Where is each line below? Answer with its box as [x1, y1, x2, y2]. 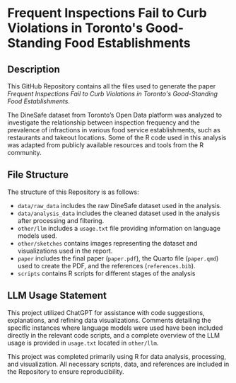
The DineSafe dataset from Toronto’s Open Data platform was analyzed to [7, 111, 223, 119]
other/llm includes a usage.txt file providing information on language [17, 224, 221, 232]
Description [7, 63, 60, 75]
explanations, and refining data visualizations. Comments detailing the [7, 316, 211, 324]
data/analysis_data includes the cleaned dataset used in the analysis [17, 209, 220, 217]
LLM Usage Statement [7, 290, 107, 302]
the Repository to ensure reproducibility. [7, 367, 125, 376]
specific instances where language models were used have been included [7, 324, 223, 332]
